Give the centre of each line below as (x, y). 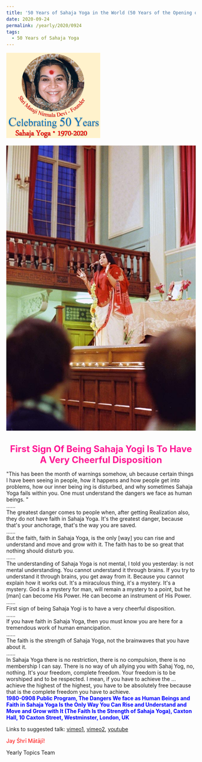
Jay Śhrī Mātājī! (26, 741)
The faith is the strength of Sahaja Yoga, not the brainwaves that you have (98, 640)
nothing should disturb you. (40, 551)
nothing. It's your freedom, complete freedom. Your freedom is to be (91, 672)
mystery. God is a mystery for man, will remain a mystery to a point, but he (98, 589)
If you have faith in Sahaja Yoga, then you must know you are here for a (95, 621)
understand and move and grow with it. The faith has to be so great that (95, 544)
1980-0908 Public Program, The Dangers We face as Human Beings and (98, 698)
